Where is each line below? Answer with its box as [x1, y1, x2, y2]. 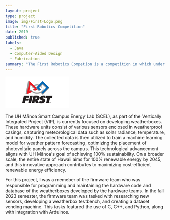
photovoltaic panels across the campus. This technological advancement [5, 145, 159, 152]
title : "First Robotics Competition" [5, 24, 86, 29]
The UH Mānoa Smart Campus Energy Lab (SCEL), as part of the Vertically [5, 113, 162, 119]
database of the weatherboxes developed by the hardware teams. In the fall [5, 188, 164, 194]
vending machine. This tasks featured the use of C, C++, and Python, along [5, 204, 164, 210]
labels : [5, 41, 22, 46]
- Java [10, 46, 24, 51]
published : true [5, 35, 40, 40]
